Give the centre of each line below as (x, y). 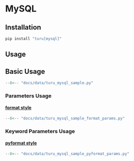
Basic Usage (25, 71)
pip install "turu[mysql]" (33, 39)
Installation (23, 27)
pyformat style (21, 143)
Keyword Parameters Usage (40, 131)
